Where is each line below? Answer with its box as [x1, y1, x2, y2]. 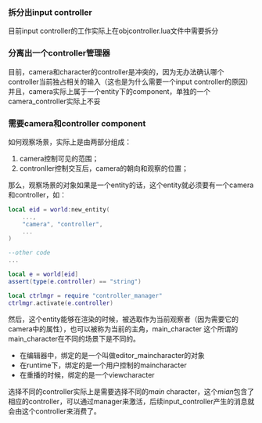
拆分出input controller [8, 6, 92, 17]
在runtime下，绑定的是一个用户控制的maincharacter [19, 360, 187, 370]
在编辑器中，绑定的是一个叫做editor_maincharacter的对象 [19, 350, 205, 360]
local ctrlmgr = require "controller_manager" [8, 291, 163, 299]
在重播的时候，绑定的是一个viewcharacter [19, 370, 155, 379]
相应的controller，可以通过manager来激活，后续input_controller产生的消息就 [8, 396, 255, 406]
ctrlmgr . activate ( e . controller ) [8, 299, 113, 307]
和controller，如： [8, 190, 66, 199]
